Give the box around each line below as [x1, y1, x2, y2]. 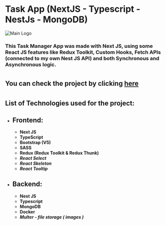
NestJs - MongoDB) [5, 14, 88, 25]
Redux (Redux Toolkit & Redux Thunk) [19, 150, 99, 156]
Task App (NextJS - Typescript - [5, 3, 141, 15]
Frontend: [12, 116, 43, 124]
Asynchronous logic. [5, 61, 57, 68]
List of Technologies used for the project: [5, 99, 135, 108]
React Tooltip [19, 166, 48, 172]
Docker [19, 209, 36, 215]
